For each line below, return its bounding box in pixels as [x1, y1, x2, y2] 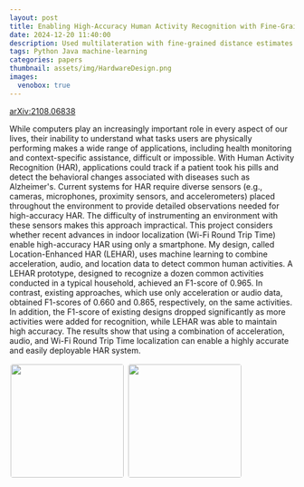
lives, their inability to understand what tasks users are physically [9, 132, 252, 143]
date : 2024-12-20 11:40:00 [9, 30, 111, 39]
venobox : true [17, 81, 71, 90]
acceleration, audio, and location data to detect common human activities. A [9, 258, 293, 268]
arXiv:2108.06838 [9, 105, 76, 116]
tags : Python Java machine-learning [9, 47, 147, 56]
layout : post [9, 13, 59, 23]
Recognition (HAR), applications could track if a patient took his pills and [9, 161, 279, 172]
